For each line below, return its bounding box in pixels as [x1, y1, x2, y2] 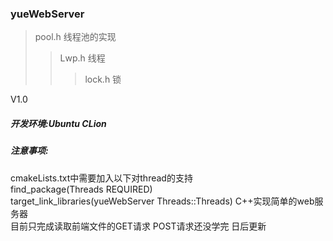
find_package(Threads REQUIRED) [10, 183, 153, 195]
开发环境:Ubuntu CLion [10, 117, 107, 129]
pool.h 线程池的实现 [34, 31, 117, 43]
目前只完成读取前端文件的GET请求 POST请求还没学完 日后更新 [10, 220, 267, 232]
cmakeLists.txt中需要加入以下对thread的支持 [10, 172, 193, 184]
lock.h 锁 [84, 73, 122, 86]
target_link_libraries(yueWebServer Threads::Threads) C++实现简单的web [10, 195, 315, 207]
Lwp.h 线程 [59, 52, 106, 64]
